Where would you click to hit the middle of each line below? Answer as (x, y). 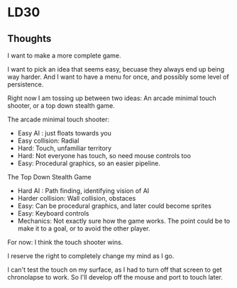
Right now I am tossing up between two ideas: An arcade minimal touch (112, 98)
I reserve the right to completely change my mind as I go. (91, 256)
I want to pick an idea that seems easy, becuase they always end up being (116, 69)
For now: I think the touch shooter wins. (65, 242)
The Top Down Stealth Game (49, 177)
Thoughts (29, 39)
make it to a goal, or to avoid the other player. (84, 228)
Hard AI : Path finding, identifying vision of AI (83, 191)
